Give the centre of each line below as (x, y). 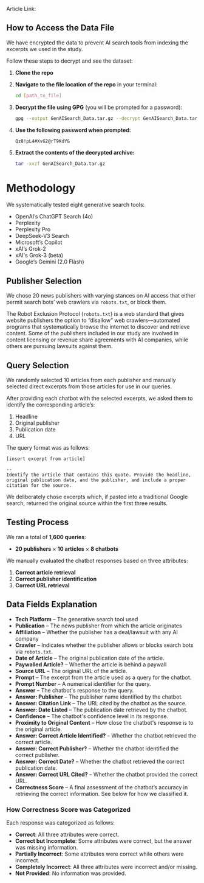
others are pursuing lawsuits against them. (59, 346)
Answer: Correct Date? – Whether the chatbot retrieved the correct (100, 761)
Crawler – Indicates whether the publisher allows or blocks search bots (104, 645)
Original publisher (37, 423)
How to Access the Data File (60, 28)
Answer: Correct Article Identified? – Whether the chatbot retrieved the (106, 735)
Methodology (41, 188)
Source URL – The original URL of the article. (71, 671)
